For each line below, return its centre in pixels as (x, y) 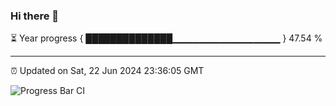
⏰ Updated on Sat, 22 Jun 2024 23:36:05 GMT (107, 71)
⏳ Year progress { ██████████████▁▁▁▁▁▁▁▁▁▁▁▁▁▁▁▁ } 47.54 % (166, 38)
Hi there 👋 (35, 16)
